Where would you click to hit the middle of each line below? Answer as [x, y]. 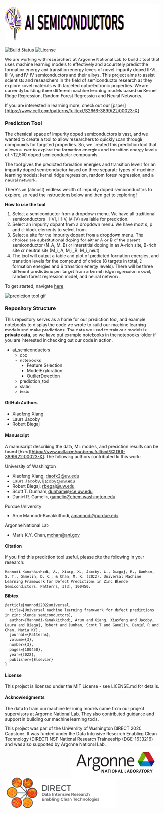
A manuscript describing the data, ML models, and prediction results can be [82, 446]
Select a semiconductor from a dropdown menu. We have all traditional [84, 214]
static [25, 386]
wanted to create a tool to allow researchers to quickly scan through [74, 139]
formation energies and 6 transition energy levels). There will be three [82, 266]
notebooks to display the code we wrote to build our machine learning [76, 324]
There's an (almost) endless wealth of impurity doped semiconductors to [79, 190]
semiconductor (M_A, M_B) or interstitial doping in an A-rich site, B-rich [84, 245]
